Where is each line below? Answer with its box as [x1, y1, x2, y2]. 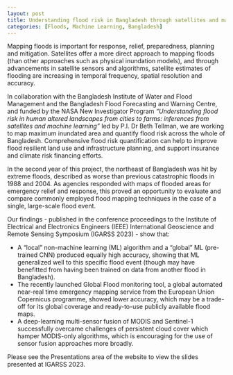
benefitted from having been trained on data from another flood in [17, 265, 206, 274]
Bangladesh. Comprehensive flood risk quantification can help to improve [7, 137, 217, 145]
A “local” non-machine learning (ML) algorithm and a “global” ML [17, 244, 203, 252]
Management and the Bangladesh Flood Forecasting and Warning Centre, [7, 100, 218, 108]
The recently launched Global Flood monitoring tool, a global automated [17, 281, 223, 289]
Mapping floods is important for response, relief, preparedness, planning [7, 42, 215, 51]
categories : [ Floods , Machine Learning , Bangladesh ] [7, 23, 163, 30]
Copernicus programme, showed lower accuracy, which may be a [17, 295, 205, 303]
